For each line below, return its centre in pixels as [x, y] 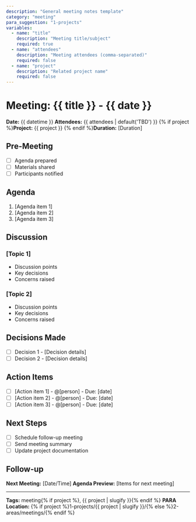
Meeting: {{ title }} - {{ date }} [79, 106]
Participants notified [38, 174]
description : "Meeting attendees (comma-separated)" [82, 55]
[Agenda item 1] [33, 206]
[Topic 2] [19, 294]
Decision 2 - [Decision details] [51, 358]
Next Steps [27, 424]
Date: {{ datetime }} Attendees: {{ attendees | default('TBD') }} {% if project [98, 122]
